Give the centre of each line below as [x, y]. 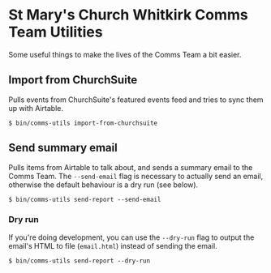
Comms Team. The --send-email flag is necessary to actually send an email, [136, 176]
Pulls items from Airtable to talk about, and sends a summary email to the [131, 167]
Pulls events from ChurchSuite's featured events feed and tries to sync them [136, 100]
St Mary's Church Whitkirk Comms [129, 15]
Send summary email [63, 148]
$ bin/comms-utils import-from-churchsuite [83, 123]
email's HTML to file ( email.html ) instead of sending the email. [113, 245]
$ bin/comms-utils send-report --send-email [85, 199]
